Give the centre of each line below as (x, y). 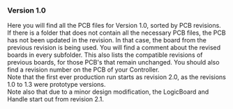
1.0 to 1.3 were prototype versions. (57, 85)
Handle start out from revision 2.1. (56, 99)
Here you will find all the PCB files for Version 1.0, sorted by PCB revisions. (114, 26)
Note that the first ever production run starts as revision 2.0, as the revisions (117, 77)
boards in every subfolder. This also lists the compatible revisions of (105, 55)
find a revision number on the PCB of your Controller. (83, 70)
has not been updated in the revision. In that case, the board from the (107, 40)
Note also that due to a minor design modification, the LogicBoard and (108, 92)
